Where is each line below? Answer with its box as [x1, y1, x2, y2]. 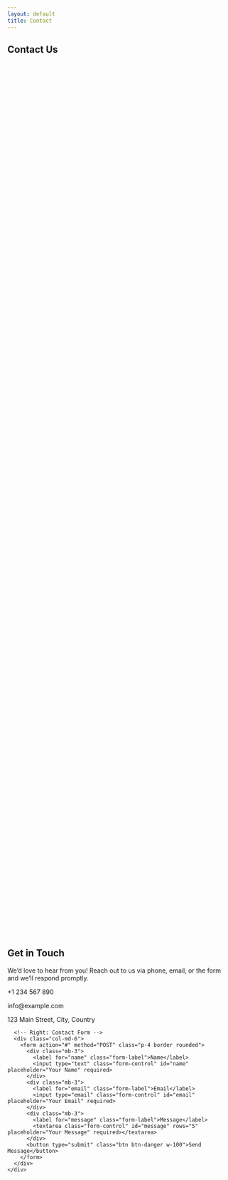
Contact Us [7, 43, 58, 56]
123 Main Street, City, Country [7, 1015, 96, 1023]
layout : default [7, 10, 55, 18]
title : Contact [7, 17, 53, 24]
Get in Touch [7, 947, 65, 959]
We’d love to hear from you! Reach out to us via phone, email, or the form [7, 966, 222, 975]
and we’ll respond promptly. [7, 973, 89, 982]
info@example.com [7, 1001, 64, 1010]
